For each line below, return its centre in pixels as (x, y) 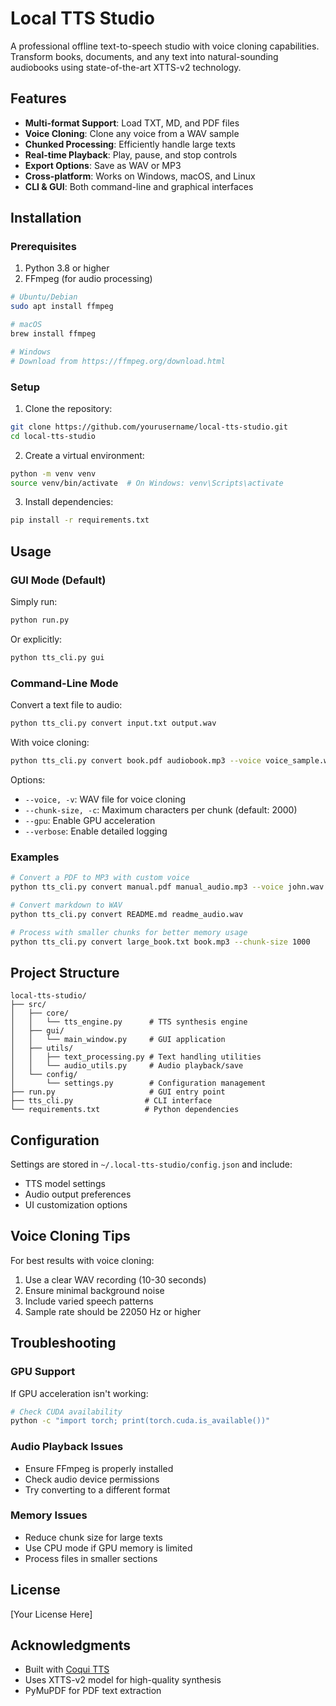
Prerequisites (43, 247)
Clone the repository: (68, 408)
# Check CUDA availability (66, 1412)
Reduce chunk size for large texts (93, 1537)
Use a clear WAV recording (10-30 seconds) (115, 1279)
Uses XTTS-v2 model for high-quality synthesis (123, 1680)
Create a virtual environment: (84, 455)
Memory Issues (49, 1515)
